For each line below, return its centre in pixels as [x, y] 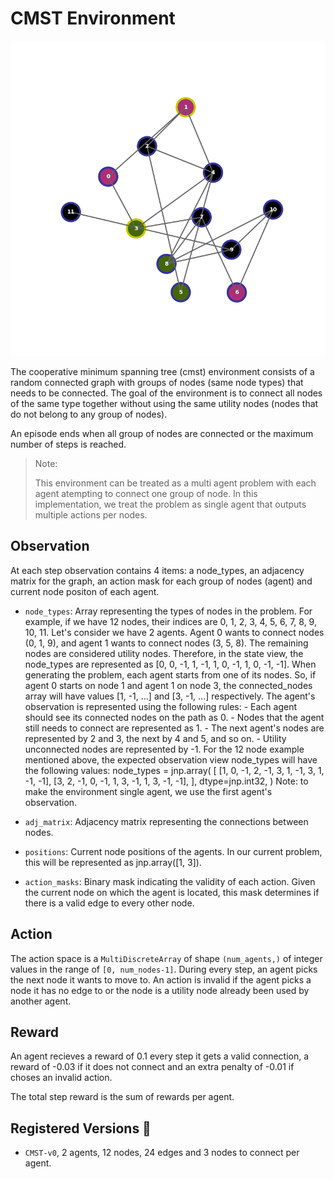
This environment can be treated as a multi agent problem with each [175, 483]
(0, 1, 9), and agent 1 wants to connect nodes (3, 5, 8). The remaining [166, 643]
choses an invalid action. [61, 1078]
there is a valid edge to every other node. [109, 903]
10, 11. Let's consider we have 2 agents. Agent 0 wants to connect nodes [174, 632]
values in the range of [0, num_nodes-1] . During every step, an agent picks [164, 969]
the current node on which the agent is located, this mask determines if [172, 892]
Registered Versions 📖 [81, 1128]
